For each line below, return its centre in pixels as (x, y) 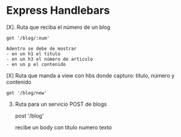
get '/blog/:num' (28, 38)
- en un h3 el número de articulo (50, 59)
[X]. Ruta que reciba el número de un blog (58, 27)
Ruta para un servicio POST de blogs (61, 104)
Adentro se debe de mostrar (42, 49)
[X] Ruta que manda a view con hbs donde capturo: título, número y (91, 75)
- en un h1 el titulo (33, 54)
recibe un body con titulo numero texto (63, 127)
